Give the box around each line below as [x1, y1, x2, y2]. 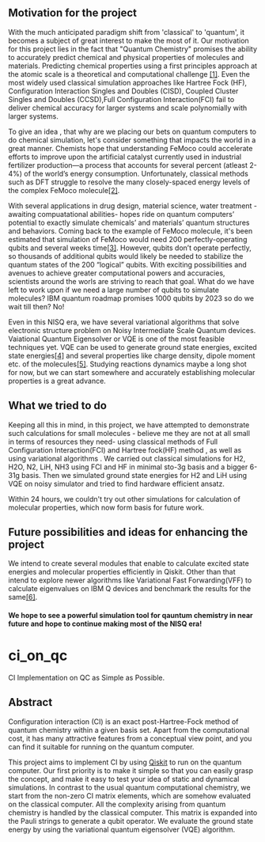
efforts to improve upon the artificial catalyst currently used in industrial [8, 152, 242, 161]
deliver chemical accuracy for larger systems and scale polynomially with [8, 103, 248, 112]
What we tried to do [8, 399, 107, 412]
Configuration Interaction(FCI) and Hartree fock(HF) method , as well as [8, 445, 242, 454]
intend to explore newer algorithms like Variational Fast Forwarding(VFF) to [8, 575, 252, 585]
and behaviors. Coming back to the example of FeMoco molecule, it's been [8, 226, 253, 236]
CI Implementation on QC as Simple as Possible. [8, 673, 165, 682]
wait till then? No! [8, 302, 65, 311]
